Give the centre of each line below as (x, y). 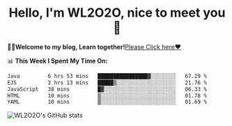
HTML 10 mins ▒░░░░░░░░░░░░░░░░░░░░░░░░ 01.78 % (107, 95)
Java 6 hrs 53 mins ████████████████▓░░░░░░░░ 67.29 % (107, 76)
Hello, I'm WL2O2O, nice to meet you (117, 13)
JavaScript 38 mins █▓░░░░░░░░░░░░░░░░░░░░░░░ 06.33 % (107, 89)
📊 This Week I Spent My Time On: (57, 61)
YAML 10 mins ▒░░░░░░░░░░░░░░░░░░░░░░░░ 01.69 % (107, 102)
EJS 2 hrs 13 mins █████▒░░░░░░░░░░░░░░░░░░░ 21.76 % (107, 82)
